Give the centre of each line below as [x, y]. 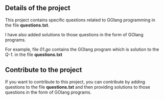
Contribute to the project [44, 70]
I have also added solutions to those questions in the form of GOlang [74, 34]
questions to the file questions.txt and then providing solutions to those [78, 87]
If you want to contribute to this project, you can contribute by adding [75, 82]
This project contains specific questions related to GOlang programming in [80, 20]
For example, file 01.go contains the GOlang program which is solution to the [82, 49]
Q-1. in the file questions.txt [34, 54]
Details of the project [38, 8]
